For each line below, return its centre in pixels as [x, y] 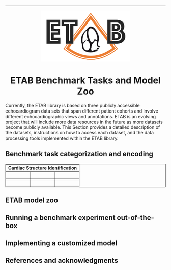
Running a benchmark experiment [60, 218]
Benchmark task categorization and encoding [79, 154]
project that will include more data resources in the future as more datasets [84, 122]
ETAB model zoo [32, 200]
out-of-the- [135, 218]
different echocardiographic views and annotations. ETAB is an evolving [81, 116]
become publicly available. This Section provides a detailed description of [83, 127]
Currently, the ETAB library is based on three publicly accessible [73, 105]
